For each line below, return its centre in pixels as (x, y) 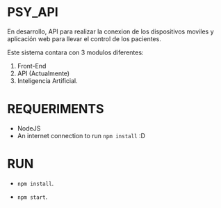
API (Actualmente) (43, 73)
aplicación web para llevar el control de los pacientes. (84, 38)
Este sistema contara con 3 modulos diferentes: (75, 52)
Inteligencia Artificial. (47, 80)
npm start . (32, 197)
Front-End (32, 66)
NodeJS (29, 128)
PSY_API (33, 12)
